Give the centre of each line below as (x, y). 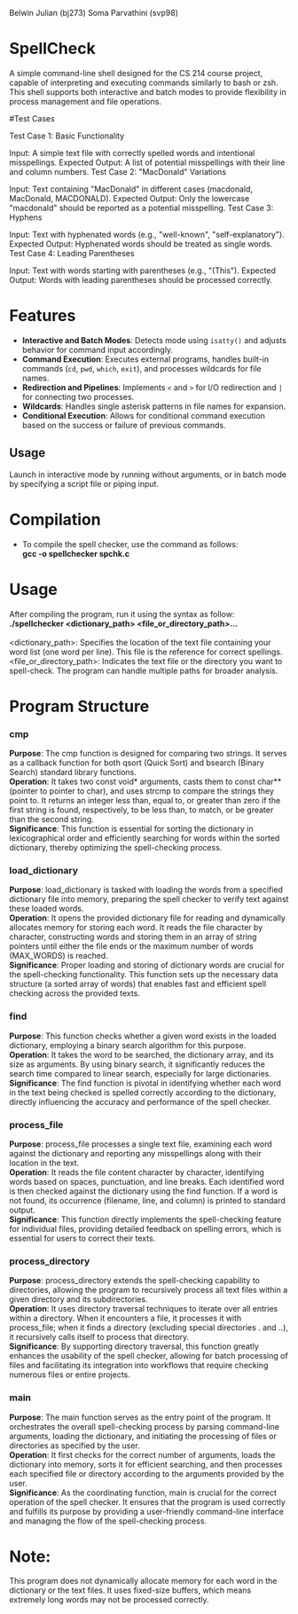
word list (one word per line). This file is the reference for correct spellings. (146, 652)
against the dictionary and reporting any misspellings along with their (135, 1153)
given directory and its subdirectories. (78, 1299)
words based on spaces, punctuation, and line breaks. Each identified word (147, 1181)
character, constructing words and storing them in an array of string (133, 937)
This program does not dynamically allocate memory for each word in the (143, 1581)
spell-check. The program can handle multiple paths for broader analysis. (144, 670)
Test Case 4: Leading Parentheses (72, 253)
